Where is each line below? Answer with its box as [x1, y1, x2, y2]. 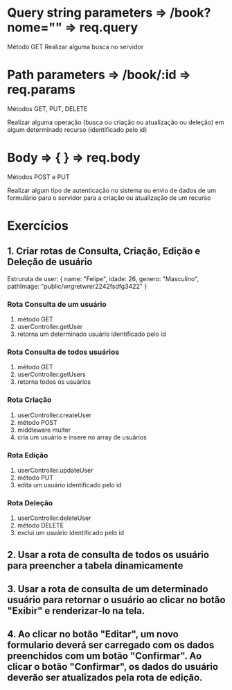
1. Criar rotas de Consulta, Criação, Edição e [7, 245, 201, 258]
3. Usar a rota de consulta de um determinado [7, 583, 208, 595]
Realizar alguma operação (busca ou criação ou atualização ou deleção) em [7, 118, 224, 126]
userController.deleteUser [17, 514, 91, 522]
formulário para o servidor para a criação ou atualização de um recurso [7, 193, 211, 202]
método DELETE [17, 521, 64, 530]
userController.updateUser [17, 466, 93, 474]
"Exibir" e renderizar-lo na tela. [7, 605, 145, 617]
